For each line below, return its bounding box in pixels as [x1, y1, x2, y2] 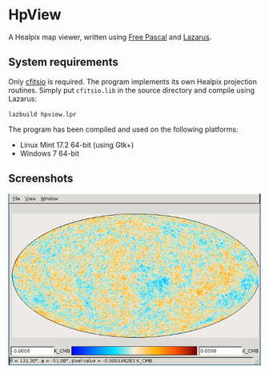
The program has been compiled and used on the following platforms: [8, 124, 239, 134]
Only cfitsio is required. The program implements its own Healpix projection [8, 76, 258, 86]
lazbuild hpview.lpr [8, 110, 78, 118]
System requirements [8, 55, 118, 69]
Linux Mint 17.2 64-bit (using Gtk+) [19, 140, 134, 149]
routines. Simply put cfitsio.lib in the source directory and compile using [8, 85, 255, 95]
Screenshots [8, 172, 74, 185]
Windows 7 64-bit [19, 148, 80, 158]
